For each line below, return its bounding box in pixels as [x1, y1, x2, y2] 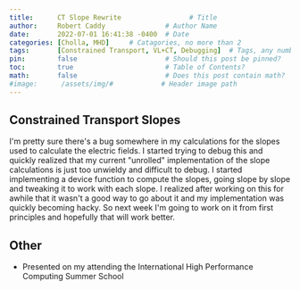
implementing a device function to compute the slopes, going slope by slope [9, 174, 291, 185]
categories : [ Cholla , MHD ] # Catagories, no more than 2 [9, 37, 242, 47]
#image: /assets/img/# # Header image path [9, 79, 238, 88]
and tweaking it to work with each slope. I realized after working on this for [9, 184, 284, 195]
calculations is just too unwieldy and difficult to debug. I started [9, 164, 243, 175]
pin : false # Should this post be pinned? [9, 54, 281, 63]
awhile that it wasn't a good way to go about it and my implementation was [9, 193, 284, 203]
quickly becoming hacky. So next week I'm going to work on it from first [9, 203, 274, 213]
